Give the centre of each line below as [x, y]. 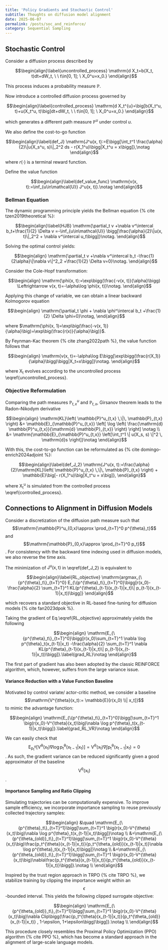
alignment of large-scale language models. [49, 942]
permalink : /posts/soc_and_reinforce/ [46, 24]
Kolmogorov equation [27, 301]
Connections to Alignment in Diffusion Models [79, 508]
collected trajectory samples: [35, 813]
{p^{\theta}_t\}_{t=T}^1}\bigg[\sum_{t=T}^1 [62, 828]
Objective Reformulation [36, 391]
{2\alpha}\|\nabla [29, 261]
